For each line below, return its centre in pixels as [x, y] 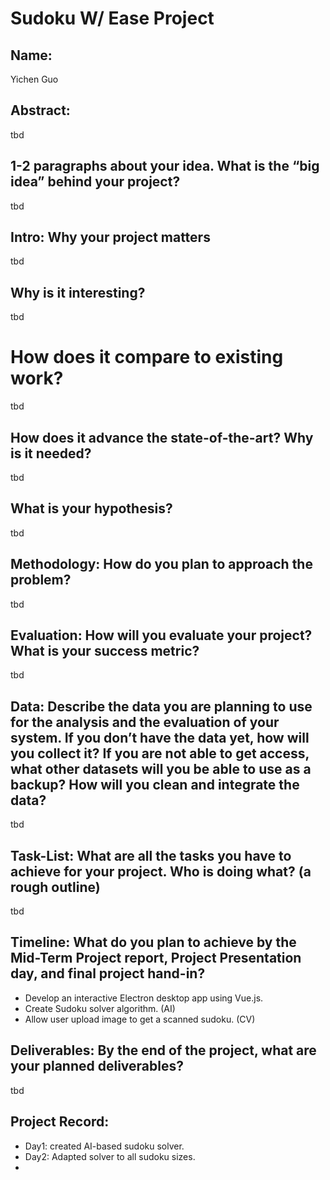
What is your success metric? [105, 651]
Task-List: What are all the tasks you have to [151, 855]
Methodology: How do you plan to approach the [161, 564]
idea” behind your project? [95, 182]
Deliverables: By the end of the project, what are [163, 1050]
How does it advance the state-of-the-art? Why [162, 437]
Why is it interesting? [78, 292]
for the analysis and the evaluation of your [145, 722]
